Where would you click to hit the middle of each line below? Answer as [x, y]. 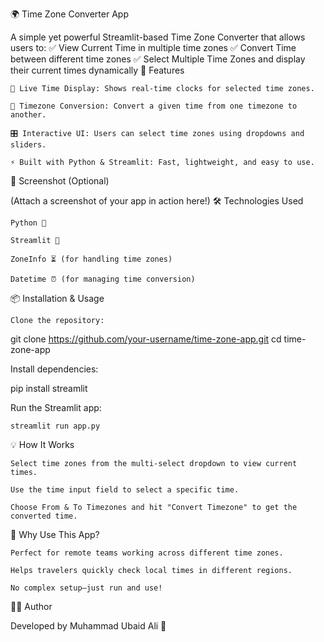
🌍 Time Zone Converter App [69, 14]
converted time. [44, 516]
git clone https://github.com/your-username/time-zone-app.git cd [146, 339]
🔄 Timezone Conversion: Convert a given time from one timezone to [154, 106]
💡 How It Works [42, 444]
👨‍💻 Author [31, 606]
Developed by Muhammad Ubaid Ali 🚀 [88, 626]
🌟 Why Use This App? [55, 534]
